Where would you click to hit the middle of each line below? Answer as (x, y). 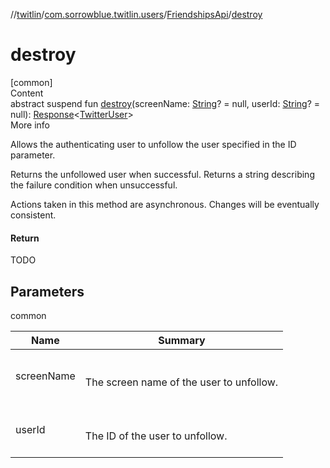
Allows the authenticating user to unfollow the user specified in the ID (153, 144)
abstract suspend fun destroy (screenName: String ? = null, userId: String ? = (165, 103)
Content (27, 93)
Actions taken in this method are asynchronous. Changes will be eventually (165, 204)
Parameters (47, 291)
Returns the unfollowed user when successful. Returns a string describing (162, 174)
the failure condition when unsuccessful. (94, 185)
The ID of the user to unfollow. (156, 436)
